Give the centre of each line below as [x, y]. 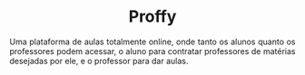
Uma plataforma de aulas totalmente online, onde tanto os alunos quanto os [152, 42]
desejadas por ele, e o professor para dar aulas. [99, 61]
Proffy [152, 17]
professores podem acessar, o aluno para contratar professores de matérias [152, 51]
